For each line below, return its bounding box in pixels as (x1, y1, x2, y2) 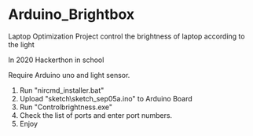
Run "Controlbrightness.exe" (19, 102, 112, 112)
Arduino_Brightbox (8, 6, 135, 24)
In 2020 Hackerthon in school (8, 55, 104, 64)
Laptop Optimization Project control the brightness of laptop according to (8, 31, 245, 41)
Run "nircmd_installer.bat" (19, 85, 104, 95)
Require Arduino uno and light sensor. (8, 70, 130, 79)
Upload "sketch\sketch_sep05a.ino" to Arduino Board (19, 94, 192, 103)
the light (8, 39, 35, 49)
